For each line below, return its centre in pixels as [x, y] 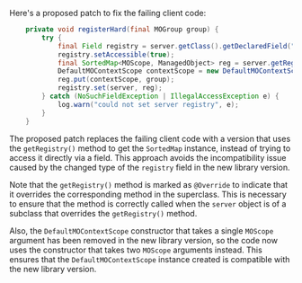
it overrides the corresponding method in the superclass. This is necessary [148, 194]
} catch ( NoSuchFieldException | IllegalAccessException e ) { [160, 96]
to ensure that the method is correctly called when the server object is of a [148, 203]
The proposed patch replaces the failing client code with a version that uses [150, 138]
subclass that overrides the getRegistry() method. [103, 213]
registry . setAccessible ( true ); [116, 54]
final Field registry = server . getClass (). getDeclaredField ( [174, 46]
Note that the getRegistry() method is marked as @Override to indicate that [149, 184]
